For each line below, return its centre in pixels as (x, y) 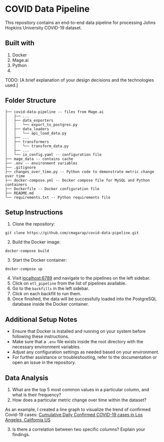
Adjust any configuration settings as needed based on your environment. (86, 352)
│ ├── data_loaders (27, 129)
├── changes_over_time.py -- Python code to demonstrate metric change (80, 172)
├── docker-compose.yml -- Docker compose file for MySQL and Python (78, 180)
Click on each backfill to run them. (47, 294)
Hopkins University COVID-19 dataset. (44, 27)
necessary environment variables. (46, 347)
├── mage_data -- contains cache (39, 159)
